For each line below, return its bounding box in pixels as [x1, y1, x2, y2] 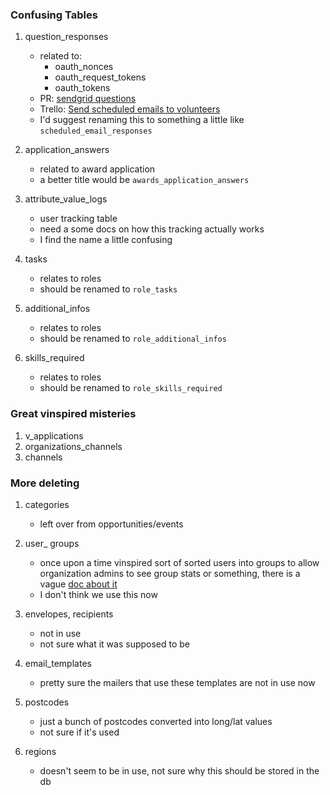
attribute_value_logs [24, 193, 108, 205]
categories [24, 498, 70, 510]
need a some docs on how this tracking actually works [39, 223, 265, 235]
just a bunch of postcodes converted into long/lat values [39, 715, 273, 727]
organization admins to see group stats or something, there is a [39, 567, 301, 579]
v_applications [24, 429, 84, 442]
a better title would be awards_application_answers [39, 174, 250, 186]
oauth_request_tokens [54, 71, 147, 83]
